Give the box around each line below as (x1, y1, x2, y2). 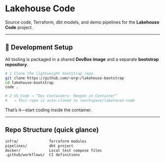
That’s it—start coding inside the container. (5, 107, 92, 113)
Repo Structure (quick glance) (5, 126, 99, 134)
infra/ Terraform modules (5, 138, 87, 144)
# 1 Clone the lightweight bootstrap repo (5, 71, 93, 76)
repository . (5, 61, 28, 67)
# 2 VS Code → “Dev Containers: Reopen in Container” (5, 94, 118, 99)
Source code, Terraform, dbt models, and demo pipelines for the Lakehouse (5, 19, 160, 25)
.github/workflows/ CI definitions (5, 153, 80, 158)
